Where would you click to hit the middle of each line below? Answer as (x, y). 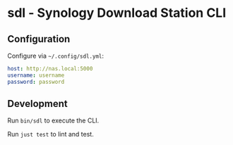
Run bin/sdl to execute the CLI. (53, 120)
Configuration (39, 39)
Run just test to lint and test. (50, 134)
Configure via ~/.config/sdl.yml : (56, 56)
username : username (36, 75)
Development (38, 104)
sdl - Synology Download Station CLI (117, 13)
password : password (36, 82)
